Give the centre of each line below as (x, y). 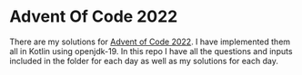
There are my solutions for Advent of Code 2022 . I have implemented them (150, 42)
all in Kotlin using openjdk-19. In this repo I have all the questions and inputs (151, 51)
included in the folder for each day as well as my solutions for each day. (144, 61)
